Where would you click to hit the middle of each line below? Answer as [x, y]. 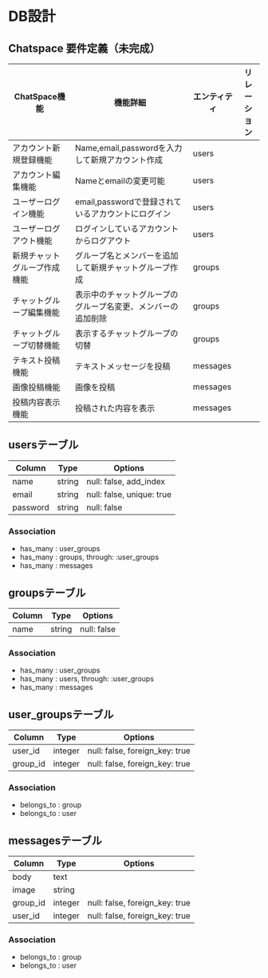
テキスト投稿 [36, 360]
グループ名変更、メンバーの [126, 306]
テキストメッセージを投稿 [122, 366]
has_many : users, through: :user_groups [87, 679]
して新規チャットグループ [122, 268]
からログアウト [103, 241]
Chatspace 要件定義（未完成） [85, 48]
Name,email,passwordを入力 [128, 148]
